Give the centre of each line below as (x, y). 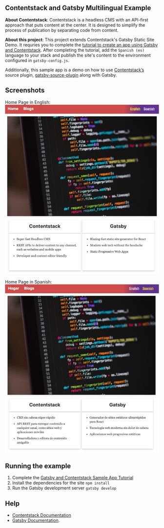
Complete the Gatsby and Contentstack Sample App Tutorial (73, 478)
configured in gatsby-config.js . (37, 60)
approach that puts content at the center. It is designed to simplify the (75, 25)
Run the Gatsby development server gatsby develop (64, 488)
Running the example (38, 466)
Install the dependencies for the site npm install (61, 483)
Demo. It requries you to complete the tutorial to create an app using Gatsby (82, 45)
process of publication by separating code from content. (62, 30)
